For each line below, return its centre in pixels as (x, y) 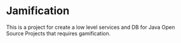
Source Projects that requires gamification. (58, 33)
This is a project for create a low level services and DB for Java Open (90, 27)
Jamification (38, 11)
